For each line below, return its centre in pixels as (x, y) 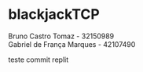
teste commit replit (38, 59)
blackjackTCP (54, 14)
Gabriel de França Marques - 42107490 (72, 44)
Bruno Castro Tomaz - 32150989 (61, 36)
